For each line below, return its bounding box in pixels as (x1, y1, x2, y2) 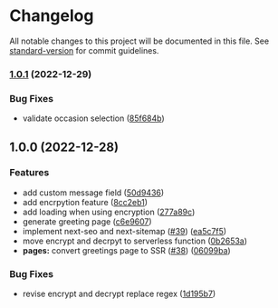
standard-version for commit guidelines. (9, 45, 159, 55)
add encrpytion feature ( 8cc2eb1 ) (22, 196, 148, 207)
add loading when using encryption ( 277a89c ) (22, 206, 196, 217)
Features (9, 166, 50, 179)
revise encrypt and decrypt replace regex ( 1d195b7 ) (22, 288, 216, 300)
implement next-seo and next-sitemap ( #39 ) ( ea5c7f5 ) (22, 225, 227, 236)
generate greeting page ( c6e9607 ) (22, 215, 152, 227)
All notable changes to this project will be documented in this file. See (9, 35, 270, 46)
